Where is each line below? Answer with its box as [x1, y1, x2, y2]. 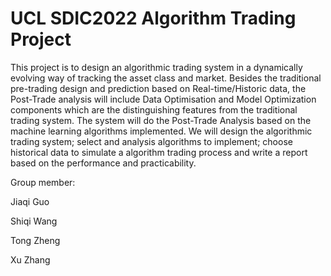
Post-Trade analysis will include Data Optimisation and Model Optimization [10, 93, 317, 105]
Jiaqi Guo [10, 195, 50, 207]
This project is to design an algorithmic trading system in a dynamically [10, 61, 303, 73]
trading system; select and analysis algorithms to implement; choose [10, 135, 293, 147]
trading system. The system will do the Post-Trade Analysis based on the [10, 114, 312, 126]
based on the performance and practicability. [10, 157, 197, 169]
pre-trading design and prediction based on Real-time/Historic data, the [10, 82, 307, 94]
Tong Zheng [10, 234, 61, 246]
